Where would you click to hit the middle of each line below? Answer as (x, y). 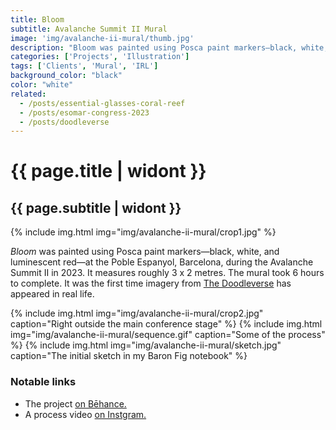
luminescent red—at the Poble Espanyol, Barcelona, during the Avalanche (162, 262)
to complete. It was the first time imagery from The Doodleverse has (151, 283)
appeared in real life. (52, 294)
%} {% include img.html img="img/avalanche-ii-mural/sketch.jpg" (146, 345)
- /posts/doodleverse (64, 122)
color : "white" (42, 85)
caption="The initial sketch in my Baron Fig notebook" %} (129, 356)
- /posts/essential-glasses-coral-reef (102, 103)
